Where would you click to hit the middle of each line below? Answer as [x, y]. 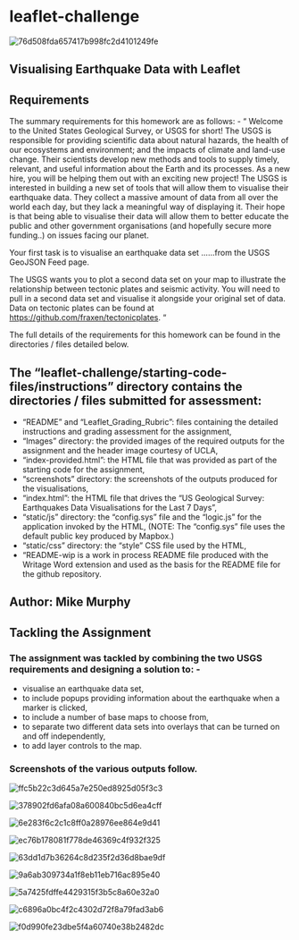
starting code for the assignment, [83, 469]
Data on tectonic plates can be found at [82, 308]
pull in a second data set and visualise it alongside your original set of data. [147, 299]
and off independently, [64, 736]
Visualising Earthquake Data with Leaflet [125, 69]
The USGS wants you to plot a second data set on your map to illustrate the [148, 280]
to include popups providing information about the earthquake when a [151, 699]
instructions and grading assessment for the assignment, [127, 431]
